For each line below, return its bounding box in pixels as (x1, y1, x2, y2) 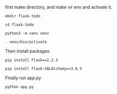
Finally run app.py (5, 75, 42, 81)
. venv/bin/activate (5, 39, 47, 44)
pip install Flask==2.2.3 (5, 58, 58, 63)
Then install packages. (5, 48, 51, 54)
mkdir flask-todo (5, 14, 41, 19)
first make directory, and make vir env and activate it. (5, 4, 113, 10)
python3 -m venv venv (5, 31, 49, 36)
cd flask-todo (5, 22, 34, 27)
